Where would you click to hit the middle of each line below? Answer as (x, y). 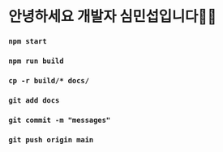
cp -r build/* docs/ (49, 80)
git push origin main (51, 139)
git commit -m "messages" (60, 120)
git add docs (34, 100)
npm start (28, 42)
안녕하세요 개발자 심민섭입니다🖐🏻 (113, 17)
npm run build (36, 61)
